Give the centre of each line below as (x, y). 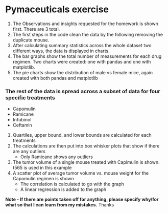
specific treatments (30, 97)
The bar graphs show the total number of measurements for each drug (87, 56)
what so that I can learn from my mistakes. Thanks (60, 205)
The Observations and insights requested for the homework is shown (85, 24)
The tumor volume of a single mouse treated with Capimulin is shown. (86, 162)
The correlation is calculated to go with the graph (72, 184)
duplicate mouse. (31, 40)
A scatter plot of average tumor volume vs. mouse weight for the (81, 173)
